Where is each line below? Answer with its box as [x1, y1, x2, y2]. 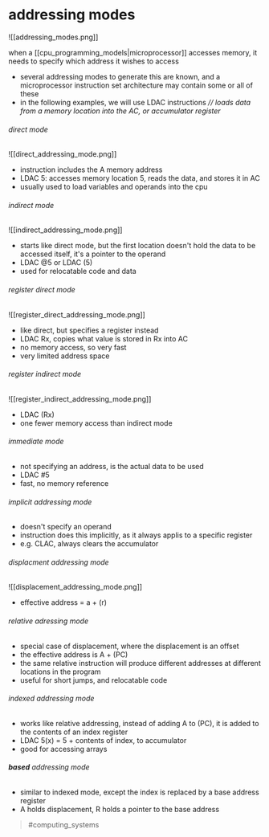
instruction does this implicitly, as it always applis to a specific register [19, 530, 253, 540]
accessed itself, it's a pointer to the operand [19, 249, 166, 259]
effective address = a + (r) [19, 598, 107, 607]
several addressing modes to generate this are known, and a [19, 71, 221, 81]
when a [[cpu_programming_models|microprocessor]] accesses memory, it [8, 47, 258, 57]
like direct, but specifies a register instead [19, 325, 159, 335]
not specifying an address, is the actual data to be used [19, 461, 205, 471]
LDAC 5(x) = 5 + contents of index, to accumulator [19, 735, 187, 745]
